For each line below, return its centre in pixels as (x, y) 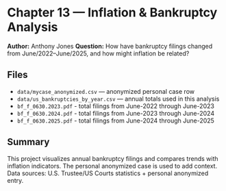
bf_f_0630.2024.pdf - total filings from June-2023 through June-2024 (115, 113)
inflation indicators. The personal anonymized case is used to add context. (112, 166)
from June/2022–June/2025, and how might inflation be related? (98, 53)
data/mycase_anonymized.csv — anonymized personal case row (106, 91)
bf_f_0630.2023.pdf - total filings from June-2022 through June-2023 (115, 106)
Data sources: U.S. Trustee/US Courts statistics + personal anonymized (108, 173)
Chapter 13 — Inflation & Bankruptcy (112, 13)
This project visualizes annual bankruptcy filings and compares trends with (113, 158)
